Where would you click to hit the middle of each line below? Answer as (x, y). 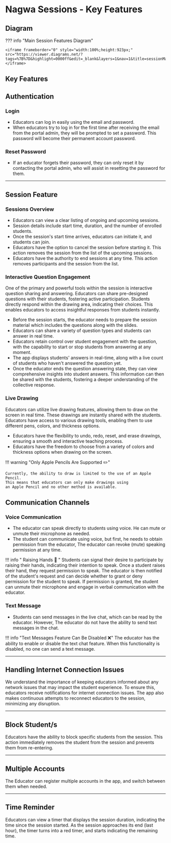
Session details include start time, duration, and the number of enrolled (87, 226)
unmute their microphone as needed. (51, 534)
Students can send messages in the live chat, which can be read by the (87, 617)
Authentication (30, 96)
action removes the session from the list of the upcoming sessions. (83, 253)
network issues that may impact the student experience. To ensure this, (80, 687)
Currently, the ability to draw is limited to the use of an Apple (78, 473)
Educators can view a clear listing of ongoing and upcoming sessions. (86, 220)
